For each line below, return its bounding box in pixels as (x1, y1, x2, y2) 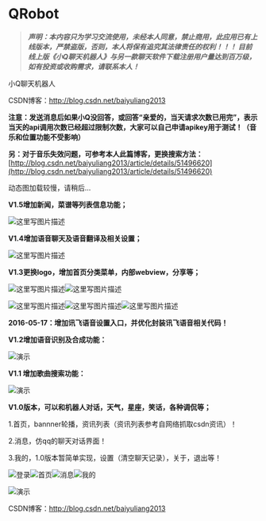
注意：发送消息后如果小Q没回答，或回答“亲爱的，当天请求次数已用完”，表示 (8, 112, 258, 122)
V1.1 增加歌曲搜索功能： (8, 369, 86, 378)
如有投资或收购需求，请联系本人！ (27, 61, 140, 71)
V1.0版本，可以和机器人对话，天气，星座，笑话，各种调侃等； (8, 402, 212, 411)
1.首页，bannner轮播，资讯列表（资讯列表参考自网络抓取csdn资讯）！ (8, 419, 237, 429)
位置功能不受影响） (21, 132, 85, 141)
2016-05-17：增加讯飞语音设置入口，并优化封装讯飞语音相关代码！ (8, 318, 229, 327)
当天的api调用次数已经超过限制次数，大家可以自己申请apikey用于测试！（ (8, 122, 250, 132)
